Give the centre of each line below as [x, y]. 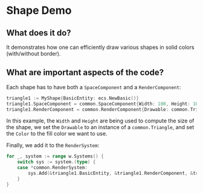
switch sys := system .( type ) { [56, 162]
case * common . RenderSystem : [52, 168]
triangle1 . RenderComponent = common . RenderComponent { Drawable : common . [98, 109]
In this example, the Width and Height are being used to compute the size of [100, 121]
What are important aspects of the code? [85, 73]
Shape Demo [39, 11]
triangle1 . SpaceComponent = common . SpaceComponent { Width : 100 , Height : [98, 104]
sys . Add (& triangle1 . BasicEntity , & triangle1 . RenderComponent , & [111, 173]
